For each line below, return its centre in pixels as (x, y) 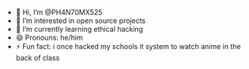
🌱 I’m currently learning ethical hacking (79, 29)
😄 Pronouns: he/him (49, 37)
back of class (38, 58)
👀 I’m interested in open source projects (81, 21)
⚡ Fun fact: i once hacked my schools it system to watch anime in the (128, 46)
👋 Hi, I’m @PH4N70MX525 (59, 12)
